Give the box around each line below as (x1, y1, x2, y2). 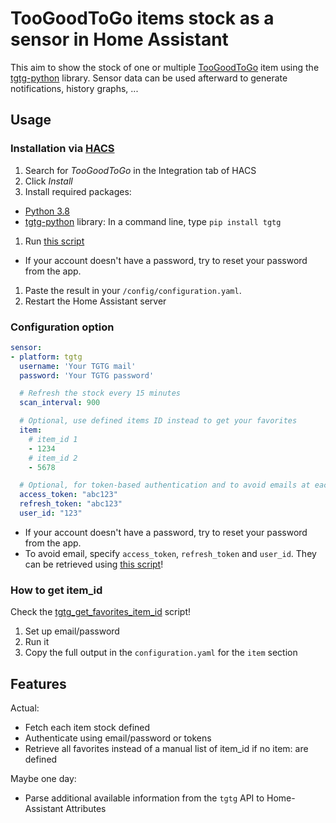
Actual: (10, 702, 40, 714)
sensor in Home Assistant (10, 28, 229, 51)
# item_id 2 (28, 453, 78, 463)
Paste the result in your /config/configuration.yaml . (24, 284, 242, 296)
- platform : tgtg (10, 352, 83, 362)
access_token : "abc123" (19, 490, 118, 500)
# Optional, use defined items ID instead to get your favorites (19, 416, 298, 426)
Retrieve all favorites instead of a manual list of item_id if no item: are (24, 743, 309, 755)
